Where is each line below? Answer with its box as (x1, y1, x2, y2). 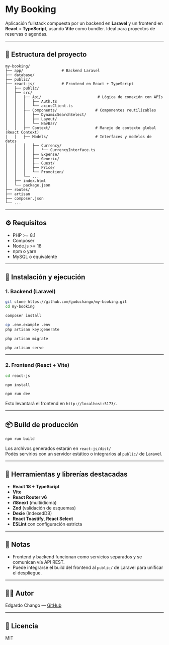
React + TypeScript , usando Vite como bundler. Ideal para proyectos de (5, 25, 155, 31)
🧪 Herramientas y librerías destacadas (5, 470, 128, 479)
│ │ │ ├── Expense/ (5, 152, 59, 157)
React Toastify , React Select (12, 515, 73, 522)
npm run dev (5, 392, 30, 397)
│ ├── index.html (5, 178, 46, 183)
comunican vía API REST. (12, 559, 65, 565)
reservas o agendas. (5, 31, 48, 37)
